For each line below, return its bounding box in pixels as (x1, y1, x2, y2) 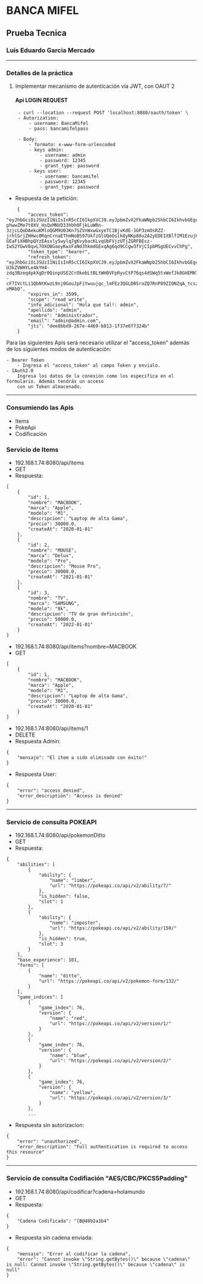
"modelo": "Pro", (28, 558, 71, 564)
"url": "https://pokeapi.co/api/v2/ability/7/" (49, 883, 172, 889)
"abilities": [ (17, 861, 56, 868)
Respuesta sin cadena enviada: (14, 1234, 93, 1241)
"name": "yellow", (49, 1089, 96, 1096)
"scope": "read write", (28, 296, 88, 303)
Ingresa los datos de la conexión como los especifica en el (17, 373, 174, 380)
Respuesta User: (14, 771, 57, 778)
